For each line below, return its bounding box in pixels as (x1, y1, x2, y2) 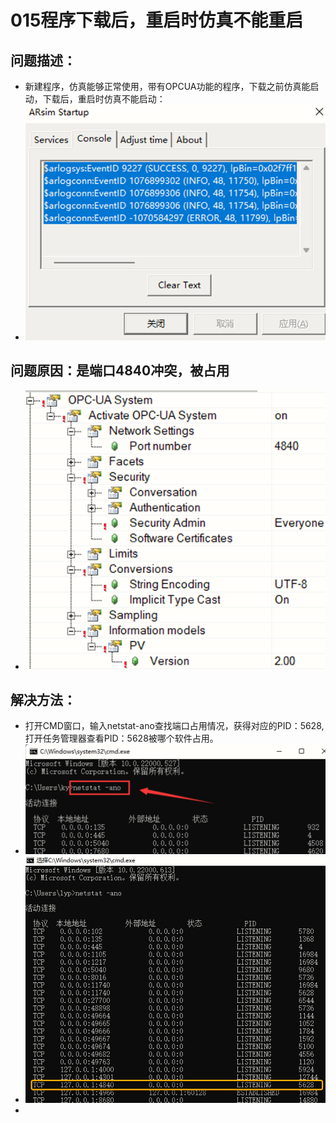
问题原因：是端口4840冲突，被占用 (10, 362, 230, 380)
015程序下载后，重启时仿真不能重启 (10, 9, 304, 32)
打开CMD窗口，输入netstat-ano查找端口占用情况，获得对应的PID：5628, (24, 720, 325, 732)
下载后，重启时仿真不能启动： (42, 93, 166, 105)
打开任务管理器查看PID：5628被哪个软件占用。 (24, 732, 219, 745)
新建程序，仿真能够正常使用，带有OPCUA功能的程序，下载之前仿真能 (24, 81, 311, 92)
